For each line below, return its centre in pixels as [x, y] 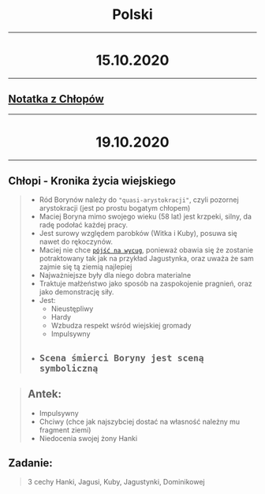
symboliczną [69, 368]
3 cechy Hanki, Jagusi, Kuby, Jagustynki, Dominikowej [116, 482]
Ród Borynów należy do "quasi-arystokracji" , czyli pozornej [139, 200]
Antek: [44, 394]
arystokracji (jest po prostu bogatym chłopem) [115, 208]
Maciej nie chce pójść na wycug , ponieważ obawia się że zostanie [146, 250]
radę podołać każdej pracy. [84, 225]
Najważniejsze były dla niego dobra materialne [115, 275]
